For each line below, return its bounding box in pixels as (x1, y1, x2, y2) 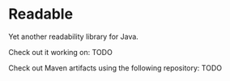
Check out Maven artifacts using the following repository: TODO (8, 62, 223, 73)
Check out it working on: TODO (8, 47, 113, 57)
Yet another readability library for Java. (8, 32, 139, 41)
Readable (8, 5, 74, 23)
